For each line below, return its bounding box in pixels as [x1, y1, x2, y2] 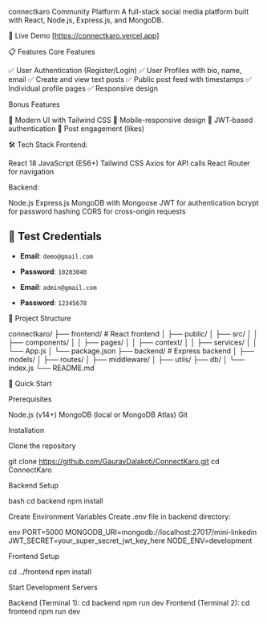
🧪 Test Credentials [8, 230, 102, 243]
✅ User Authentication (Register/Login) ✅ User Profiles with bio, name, [8, 66, 242, 75]
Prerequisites [8, 394, 52, 404]
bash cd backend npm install [8, 496, 103, 505]
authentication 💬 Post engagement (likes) [8, 124, 145, 133]
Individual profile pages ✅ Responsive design [8, 84, 159, 93]
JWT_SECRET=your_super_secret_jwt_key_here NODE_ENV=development [8, 536, 253, 545]
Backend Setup [8, 480, 59, 490]
